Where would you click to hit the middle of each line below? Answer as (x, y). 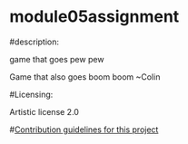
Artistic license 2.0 (45, 111)
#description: (35, 42)
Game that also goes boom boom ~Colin (85, 77)
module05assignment (94, 17)
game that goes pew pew (57, 59)
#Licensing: (31, 94)
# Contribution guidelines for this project (84, 130)
